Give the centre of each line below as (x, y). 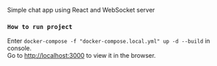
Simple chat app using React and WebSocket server (81, 10)
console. (20, 48)
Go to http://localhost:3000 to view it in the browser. (82, 56)
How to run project (40, 26)
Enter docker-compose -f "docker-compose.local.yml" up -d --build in (109, 41)
